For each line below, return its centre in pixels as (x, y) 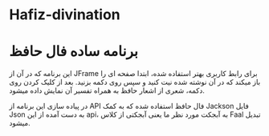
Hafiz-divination (65, 15)
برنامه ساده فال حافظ (74, 52)
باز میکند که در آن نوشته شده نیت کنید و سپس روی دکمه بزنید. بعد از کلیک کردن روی (135, 82)
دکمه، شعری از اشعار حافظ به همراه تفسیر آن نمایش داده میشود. (107, 90)
